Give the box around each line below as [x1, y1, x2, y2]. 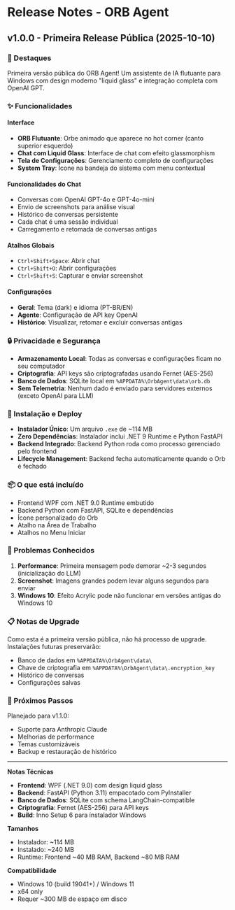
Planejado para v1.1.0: [7, 711, 70, 720]
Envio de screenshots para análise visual [17, 203, 135, 211]
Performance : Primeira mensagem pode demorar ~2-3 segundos [17, 561, 207, 570]
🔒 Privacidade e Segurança [7, 336, 101, 346]
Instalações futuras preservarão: [7, 643, 101, 651]
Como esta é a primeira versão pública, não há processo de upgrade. [7, 635, 207, 644]
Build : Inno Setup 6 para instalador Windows [17, 811, 147, 819]
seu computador [17, 362, 65, 370]
